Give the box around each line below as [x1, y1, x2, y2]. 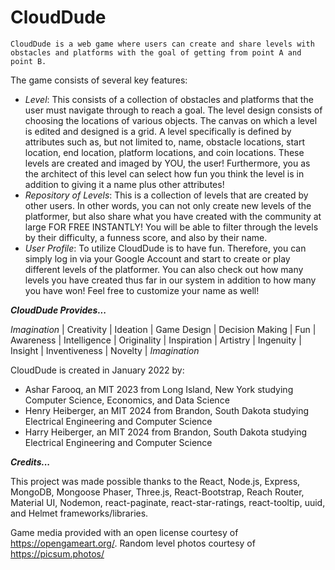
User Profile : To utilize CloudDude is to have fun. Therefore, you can [24, 242, 307, 254]
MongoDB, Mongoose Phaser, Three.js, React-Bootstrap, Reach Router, [10, 486, 305, 498]
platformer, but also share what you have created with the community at [24, 210, 322, 222]
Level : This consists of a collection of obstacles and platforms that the [24, 93, 314, 105]
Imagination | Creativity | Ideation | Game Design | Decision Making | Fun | [10, 323, 317, 335]
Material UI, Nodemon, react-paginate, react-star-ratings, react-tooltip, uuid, [10, 496, 326, 508]
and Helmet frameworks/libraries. [10, 507, 149, 519]
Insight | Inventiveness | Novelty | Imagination [10, 344, 200, 356]
